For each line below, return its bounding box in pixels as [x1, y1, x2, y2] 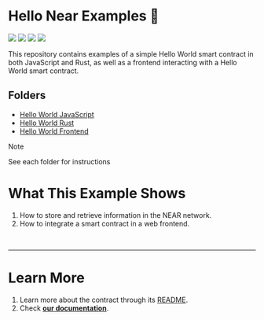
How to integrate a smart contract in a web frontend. [19, 219, 190, 228]
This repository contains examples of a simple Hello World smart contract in [8, 49, 254, 58]
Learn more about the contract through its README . [19, 295, 189, 304]
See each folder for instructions [8, 156, 111, 166]
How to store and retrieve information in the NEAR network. [19, 210, 212, 219]
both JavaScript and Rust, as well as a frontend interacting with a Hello [8, 57, 237, 67]
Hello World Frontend [19, 126, 89, 136]
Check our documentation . [19, 303, 109, 313]
